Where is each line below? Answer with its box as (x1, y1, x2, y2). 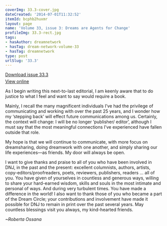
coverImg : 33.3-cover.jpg (5, 7, 59, 12)
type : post (5, 53, 28, 59)
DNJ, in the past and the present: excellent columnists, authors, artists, (5, 164, 151, 170)
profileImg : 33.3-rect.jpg (5, 30, 61, 35)
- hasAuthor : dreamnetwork (5, 40, 61, 45)
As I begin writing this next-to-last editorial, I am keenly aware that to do (5, 88, 154, 94)
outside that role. (5, 130, 40, 136)
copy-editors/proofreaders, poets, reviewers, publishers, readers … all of (5, 170, 155, 176)
